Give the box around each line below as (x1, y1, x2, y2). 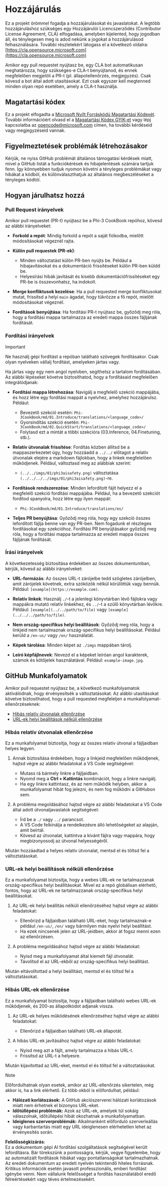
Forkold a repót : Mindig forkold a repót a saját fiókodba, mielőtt (12, 233, 144, 239)
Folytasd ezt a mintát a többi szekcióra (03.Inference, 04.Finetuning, (20, 429, 161, 435)
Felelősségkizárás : (5, 1139, 46, 1145)
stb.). (20, 434, 31, 440)
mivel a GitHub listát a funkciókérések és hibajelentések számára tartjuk (5, 160, 154, 166)
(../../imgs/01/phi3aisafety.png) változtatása (20, 470, 119, 476)
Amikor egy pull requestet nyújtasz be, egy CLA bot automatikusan (5, 62, 143, 68)
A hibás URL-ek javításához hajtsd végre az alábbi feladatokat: (12, 1037, 142, 1044)
